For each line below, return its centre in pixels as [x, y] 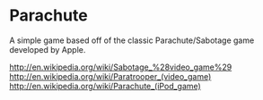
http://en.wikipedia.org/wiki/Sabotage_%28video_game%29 [121, 67]
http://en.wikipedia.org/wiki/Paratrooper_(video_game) [110, 76]
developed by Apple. [48, 49]
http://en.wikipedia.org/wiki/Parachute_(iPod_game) [105, 86]
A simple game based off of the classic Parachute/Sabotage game [132, 40]
